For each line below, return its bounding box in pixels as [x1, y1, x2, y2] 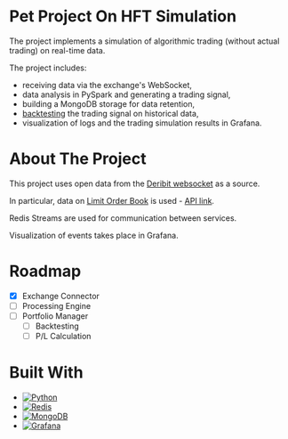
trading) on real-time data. [9, 45, 106, 55]
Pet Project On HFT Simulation [9, 6, 237, 27]
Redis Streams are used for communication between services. [9, 212, 237, 224]
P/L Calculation [35, 331, 92, 342]
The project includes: [9, 62, 87, 73]
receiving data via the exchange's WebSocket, [21, 79, 193, 90]
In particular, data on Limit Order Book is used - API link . [9, 195, 215, 206]
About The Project [9, 149, 147, 169]
